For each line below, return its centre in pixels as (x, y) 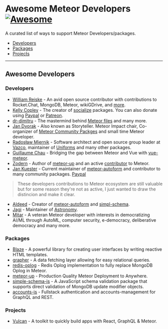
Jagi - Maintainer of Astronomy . (45, 209)
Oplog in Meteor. (30, 270)
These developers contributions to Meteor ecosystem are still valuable (90, 184)
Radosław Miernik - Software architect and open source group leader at (86, 142)
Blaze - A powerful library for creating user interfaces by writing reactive (87, 249)
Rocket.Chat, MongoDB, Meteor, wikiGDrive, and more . (69, 105)
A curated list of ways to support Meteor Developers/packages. (70, 33)
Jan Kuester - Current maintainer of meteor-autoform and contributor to (86, 169)
